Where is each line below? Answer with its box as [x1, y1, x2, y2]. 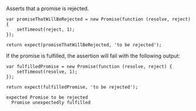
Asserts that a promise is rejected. [6, 5, 89, 12]
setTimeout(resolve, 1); [16, 69, 78, 75]
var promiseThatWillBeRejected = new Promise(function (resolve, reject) [6, 16, 191, 22]
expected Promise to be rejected [6, 95, 88, 100]
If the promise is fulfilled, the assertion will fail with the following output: [6, 52, 181, 59]
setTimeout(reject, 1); [16, 26, 75, 32]
